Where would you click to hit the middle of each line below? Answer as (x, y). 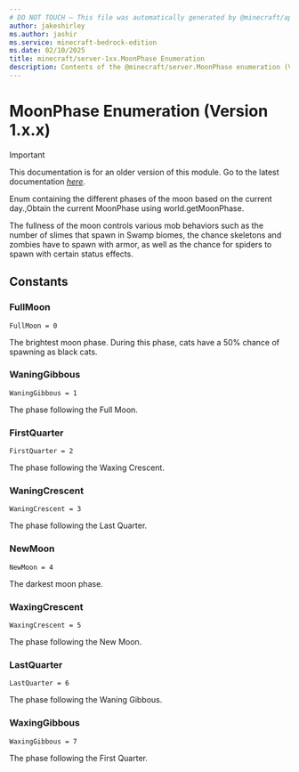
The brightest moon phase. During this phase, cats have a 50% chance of (145, 342)
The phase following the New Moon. (76, 641)
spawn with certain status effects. (71, 254)
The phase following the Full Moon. (73, 410)
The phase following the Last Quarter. (78, 525)
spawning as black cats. (53, 352)
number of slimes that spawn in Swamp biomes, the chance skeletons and (145, 235)
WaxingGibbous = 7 (43, 741)
